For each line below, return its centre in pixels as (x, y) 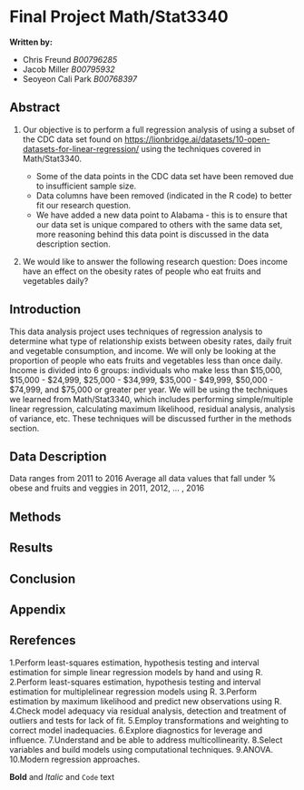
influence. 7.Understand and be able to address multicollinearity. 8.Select (146, 740)
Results (31, 548)
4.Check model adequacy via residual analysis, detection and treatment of (148, 711)
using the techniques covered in (201, 148)
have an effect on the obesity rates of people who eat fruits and (142, 271)
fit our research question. (83, 205)
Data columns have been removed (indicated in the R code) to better (164, 195)
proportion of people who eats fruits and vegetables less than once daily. (146, 360)
